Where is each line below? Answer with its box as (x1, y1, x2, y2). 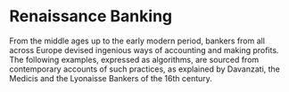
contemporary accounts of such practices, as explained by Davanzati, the (9, 64, 281, 74)
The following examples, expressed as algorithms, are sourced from (9, 54, 260, 65)
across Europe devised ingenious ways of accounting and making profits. (9, 44, 279, 55)
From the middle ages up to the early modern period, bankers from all (9, 35, 266, 46)
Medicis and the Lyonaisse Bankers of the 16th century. (9, 73, 212, 83)
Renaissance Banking (9, 6, 173, 27)
